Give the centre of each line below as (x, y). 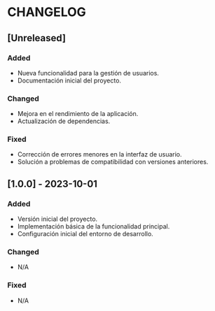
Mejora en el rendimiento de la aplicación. (78, 114)
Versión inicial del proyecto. (57, 219)
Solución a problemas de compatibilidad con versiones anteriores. (113, 162)
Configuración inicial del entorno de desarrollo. (85, 234)
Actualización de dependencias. (64, 121)
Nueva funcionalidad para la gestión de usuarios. (88, 73)
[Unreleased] (37, 38)
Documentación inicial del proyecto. (69, 80)
